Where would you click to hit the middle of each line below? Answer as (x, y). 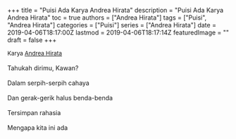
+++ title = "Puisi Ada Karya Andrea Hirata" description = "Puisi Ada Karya (116, 10)
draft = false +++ (32, 40)
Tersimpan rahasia (34, 113)
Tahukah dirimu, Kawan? (43, 68)
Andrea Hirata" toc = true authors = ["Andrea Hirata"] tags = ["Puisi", (107, 18)
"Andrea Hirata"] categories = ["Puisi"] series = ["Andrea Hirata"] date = (112, 25)
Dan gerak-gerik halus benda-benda (60, 98)
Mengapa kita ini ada (38, 128)
